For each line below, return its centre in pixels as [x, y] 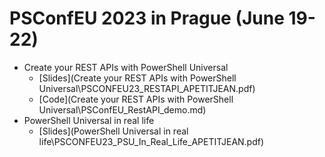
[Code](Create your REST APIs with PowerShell [136, 99]
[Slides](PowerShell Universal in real [113, 131]
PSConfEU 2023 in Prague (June [147, 18]
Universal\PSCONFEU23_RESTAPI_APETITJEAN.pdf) [147, 88]
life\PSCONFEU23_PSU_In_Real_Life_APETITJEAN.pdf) [151, 141]
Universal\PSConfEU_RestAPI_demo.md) [122, 109]
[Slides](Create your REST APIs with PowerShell [137, 78]
